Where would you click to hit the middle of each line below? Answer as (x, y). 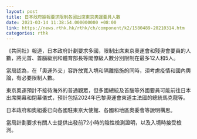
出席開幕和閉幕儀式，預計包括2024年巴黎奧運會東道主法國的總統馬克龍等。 (97, 98)
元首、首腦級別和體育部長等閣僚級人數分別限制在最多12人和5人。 (100, 58)
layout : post (22, 11)
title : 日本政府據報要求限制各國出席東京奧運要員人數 (63, 17)
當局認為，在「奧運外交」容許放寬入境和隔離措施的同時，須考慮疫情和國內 (96, 70)
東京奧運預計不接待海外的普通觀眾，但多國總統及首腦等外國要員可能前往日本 (98, 90)
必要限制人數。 (39, 78)
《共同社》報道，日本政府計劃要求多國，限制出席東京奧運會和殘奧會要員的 (96, 51)
